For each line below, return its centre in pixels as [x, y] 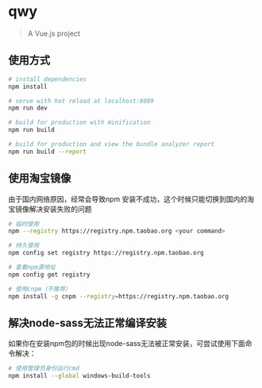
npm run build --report [48, 152]
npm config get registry [49, 275]
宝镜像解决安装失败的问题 [50, 209]
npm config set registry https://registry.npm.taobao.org [106, 253]
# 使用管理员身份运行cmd [44, 369]
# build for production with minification [79, 123]
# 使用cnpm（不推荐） [40, 289]
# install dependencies [48, 79]
